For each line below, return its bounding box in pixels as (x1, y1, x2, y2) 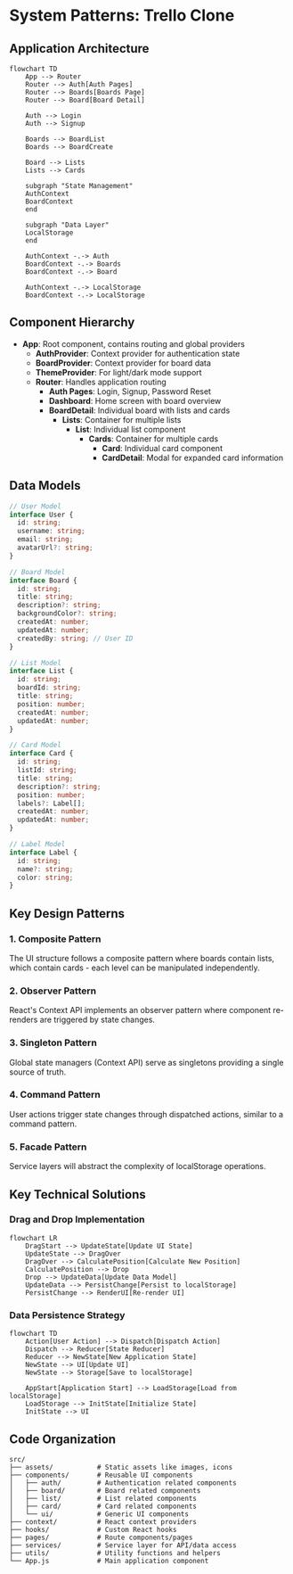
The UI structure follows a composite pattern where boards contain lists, (9, 952, 274, 963)
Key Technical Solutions (9, 1187, 147, 1202)
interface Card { (9, 749, 74, 758)
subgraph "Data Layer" (25, 220, 110, 229)
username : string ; (17, 527, 86, 536)
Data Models (9, 478, 81, 493)
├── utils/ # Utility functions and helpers (9, 1548, 221, 1557)
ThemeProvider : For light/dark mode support (35, 367, 202, 377)
